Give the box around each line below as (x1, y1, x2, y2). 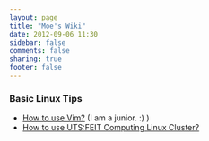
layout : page (9, 12, 58, 22)
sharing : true (9, 54, 63, 63)
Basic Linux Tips (9, 92, 83, 104)
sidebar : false (9, 37, 66, 47)
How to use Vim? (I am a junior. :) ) (22, 112, 150, 123)
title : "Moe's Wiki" (9, 21, 87, 30)
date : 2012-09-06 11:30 (9, 29, 99, 38)
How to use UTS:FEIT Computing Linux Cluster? (22, 122, 200, 133)
